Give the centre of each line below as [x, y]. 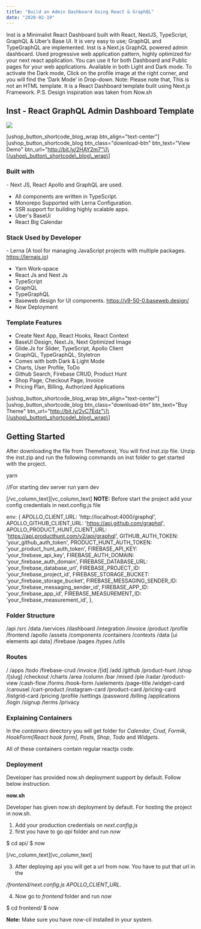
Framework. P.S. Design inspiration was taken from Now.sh [79, 92]
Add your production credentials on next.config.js [76, 826]
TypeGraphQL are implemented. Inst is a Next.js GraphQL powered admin [97, 47]
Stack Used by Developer [44, 237]
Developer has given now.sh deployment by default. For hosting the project [99, 807]
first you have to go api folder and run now [68, 832]
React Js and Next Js [41, 275]
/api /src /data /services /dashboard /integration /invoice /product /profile [97, 629]
